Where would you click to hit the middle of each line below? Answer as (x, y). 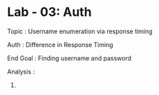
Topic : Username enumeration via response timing (80, 31)
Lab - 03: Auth (49, 12)
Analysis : (21, 71)
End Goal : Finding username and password (69, 58)
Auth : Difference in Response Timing (60, 44)
